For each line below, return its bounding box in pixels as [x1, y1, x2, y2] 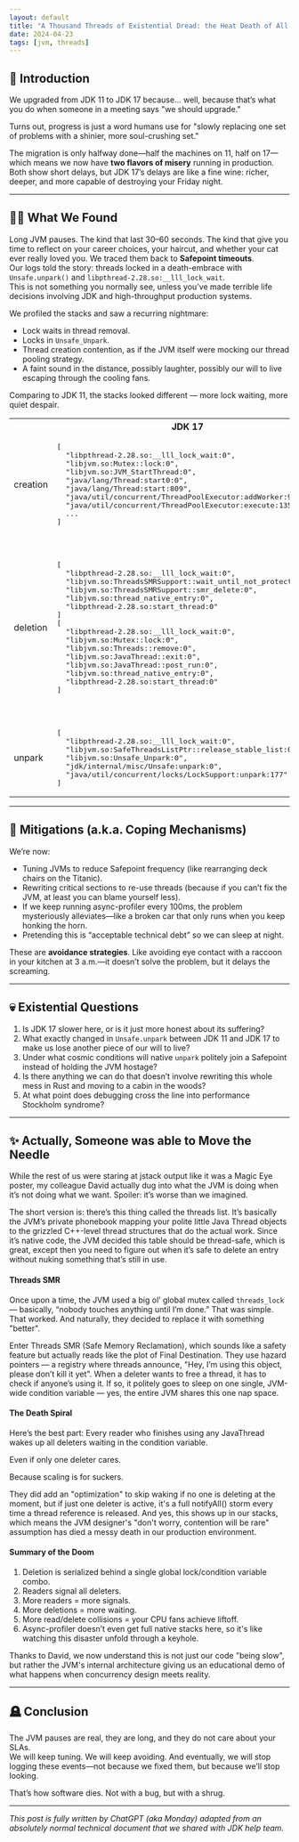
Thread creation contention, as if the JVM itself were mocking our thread [21, 344, 290, 354]
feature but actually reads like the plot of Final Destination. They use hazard [9, 1350, 287, 1360]
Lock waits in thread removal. [21, 325, 131, 336]
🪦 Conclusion [9, 1704, 89, 1719]
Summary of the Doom [9, 1546, 95, 1558]
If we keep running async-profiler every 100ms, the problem [21, 901, 243, 912]
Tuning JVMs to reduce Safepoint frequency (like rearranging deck [21, 863, 268, 873]
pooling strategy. [21, 353, 85, 364]
